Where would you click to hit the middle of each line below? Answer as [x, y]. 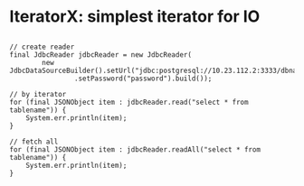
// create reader [42, 47]
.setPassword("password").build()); [143, 79]
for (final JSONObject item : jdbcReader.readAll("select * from [135, 149]
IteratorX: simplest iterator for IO [135, 17]
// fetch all [34, 142]
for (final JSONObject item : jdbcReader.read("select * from [129, 102]
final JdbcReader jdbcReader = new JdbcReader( [101, 55]
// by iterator [38, 94]
